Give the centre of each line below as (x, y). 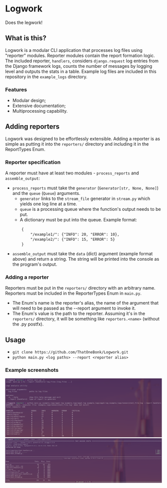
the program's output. (35, 264)
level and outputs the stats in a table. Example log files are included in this (81, 71)
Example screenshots (32, 370)
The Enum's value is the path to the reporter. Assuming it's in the (79, 314)
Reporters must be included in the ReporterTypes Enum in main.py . (73, 293)
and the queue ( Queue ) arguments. (46, 193)
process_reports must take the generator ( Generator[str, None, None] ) (85, 188)
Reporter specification (33, 162)
